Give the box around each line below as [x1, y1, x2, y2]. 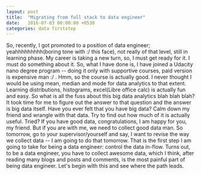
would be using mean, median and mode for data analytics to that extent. [6, 80, 187, 87]
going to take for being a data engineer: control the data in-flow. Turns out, [6, 143, 190, 151]
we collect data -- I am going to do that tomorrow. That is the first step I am [6, 137, 191, 144]
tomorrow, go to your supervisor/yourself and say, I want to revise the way [6, 131, 190, 138]
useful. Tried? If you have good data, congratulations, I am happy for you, [6, 118, 187, 125]
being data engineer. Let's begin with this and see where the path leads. [6, 162, 184, 170]
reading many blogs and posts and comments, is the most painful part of [6, 156, 185, 163]
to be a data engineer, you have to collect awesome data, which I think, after [6, 150, 194, 157]
